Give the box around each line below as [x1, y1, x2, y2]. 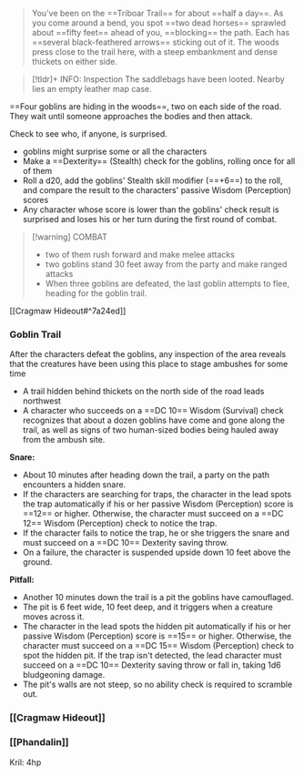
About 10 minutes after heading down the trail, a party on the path [22, 469, 270, 481]
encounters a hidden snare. [22, 479, 127, 490]
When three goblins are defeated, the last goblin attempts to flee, [45, 278, 289, 289]
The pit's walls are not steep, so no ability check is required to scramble [22, 679, 293, 690]
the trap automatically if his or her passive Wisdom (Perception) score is [22, 498, 294, 509]
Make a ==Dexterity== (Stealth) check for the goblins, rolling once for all [22, 156, 296, 167]
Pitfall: [9, 574, 35, 586]
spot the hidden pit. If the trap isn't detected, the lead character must [22, 650, 282, 661]
